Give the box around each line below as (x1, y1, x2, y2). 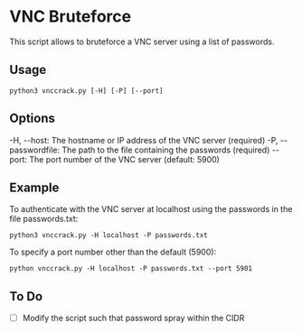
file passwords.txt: (9, 214, 79, 225)
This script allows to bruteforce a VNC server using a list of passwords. (9, 36, 275, 47)
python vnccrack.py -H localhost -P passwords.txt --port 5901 (9, 264, 253, 273)
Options (9, 111, 56, 126)
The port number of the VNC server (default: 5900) (29, 153, 220, 164)
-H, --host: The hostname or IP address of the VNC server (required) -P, (9, 134, 278, 145)
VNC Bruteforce (9, 6, 132, 27)
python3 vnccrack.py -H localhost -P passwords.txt (9, 231, 208, 240)
